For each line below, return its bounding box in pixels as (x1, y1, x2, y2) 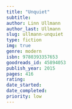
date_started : (6, 82, 42, 88)
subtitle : (6, 15, 31, 21)
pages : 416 (6, 71, 34, 77)
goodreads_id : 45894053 (6, 59, 67, 65)
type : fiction (6, 37, 42, 43)
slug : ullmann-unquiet (6, 31, 64, 38)
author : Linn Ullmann (6, 20, 61, 26)
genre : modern (6, 48, 42, 54)
